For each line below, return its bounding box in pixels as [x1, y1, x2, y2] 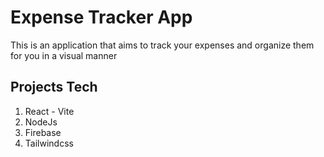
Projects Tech [10, 79, 98, 96]
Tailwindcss [24, 137, 74, 149]
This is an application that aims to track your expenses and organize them [10, 39, 315, 51]
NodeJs [24, 116, 58, 128]
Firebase [24, 126, 62, 138]
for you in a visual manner [10, 49, 118, 61]
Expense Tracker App [10, 6, 193, 29]
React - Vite [24, 105, 75, 117]
